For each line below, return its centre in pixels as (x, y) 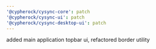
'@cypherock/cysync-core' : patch (48, 12)
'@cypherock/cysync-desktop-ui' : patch (56, 23)
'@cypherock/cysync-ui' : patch (45, 17)
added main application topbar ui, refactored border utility (78, 40)
